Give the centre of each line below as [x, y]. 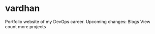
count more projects [26, 26]
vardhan [23, 8]
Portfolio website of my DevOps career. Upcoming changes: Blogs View [78, 22]
